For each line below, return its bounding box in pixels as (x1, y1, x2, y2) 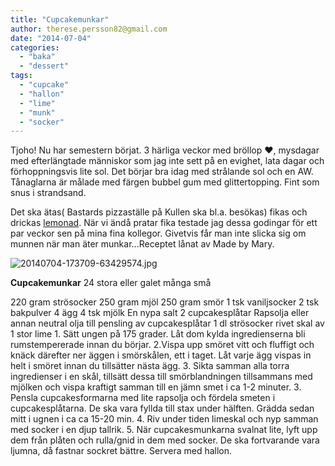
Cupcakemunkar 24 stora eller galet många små (10, 277, 212, 289)
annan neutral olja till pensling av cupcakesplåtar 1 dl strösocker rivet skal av (10, 317, 325, 330)
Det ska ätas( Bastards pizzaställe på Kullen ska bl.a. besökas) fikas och (10, 206, 308, 218)
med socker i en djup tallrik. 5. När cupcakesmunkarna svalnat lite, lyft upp (10, 424, 318, 436)
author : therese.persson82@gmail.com (10, 24, 168, 34)
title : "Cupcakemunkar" (10, 14, 110, 25)
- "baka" (19, 52, 56, 62)
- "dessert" (19, 61, 70, 71)
